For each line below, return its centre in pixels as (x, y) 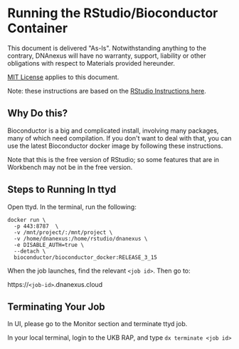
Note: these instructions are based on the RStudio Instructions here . (107, 91)
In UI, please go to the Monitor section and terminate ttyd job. (97, 324)
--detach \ (30, 251)
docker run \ (27, 220)
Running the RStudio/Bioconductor (113, 13)
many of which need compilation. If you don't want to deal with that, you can (119, 138)
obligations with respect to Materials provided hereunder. (91, 63)
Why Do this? (38, 113)
